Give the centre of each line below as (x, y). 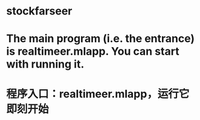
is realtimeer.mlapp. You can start (93, 52)
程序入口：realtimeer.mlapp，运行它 (98, 94)
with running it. (45, 64)
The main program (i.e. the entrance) (101, 39)
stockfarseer (39, 11)
